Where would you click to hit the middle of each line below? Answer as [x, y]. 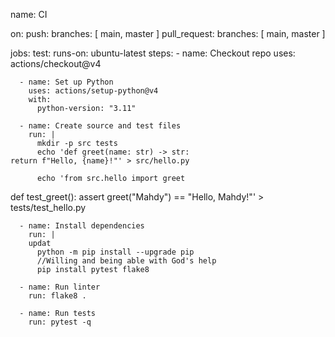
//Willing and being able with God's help [126, 261]
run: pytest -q [60, 322]
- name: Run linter [60, 287]
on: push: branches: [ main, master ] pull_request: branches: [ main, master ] [168, 33]
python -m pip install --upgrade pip [115, 252]
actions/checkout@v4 [56, 63]
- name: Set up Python [66, 82]
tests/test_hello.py [48, 207]
